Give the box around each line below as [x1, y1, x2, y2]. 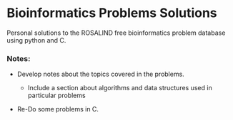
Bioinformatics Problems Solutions [6, 5, 217, 21]
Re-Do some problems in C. [16, 105, 99, 114]
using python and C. [6, 36, 66, 44]
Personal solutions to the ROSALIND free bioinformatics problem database [6, 28, 226, 37]
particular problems [27, 91, 86, 100]
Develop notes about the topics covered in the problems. [16, 70, 185, 79]
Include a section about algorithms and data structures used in [27, 84, 212, 92]
